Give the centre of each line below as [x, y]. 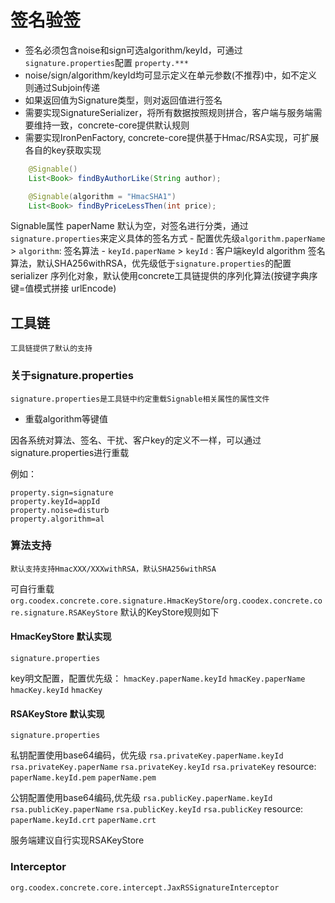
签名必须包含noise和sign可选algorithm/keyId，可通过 [133, 50]
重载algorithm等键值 [66, 418]
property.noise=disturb [60, 510]
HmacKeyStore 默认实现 [61, 637]
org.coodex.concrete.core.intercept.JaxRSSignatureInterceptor [145, 887]
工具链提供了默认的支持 [51, 349]
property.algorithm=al [57, 519]
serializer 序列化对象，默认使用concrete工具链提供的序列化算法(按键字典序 [164, 276]
